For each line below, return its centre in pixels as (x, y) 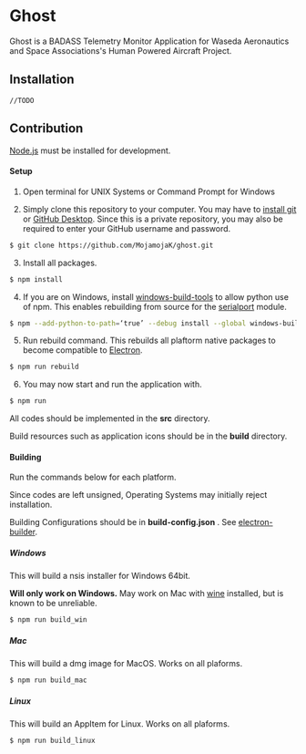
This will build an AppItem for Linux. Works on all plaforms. (120, 724)
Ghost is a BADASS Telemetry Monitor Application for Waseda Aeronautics (149, 41)
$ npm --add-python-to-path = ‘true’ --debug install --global (128, 323)
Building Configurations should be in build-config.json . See (123, 522)
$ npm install (36, 279)
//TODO (22, 100)
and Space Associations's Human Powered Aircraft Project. (121, 50)
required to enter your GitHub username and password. (127, 228)
